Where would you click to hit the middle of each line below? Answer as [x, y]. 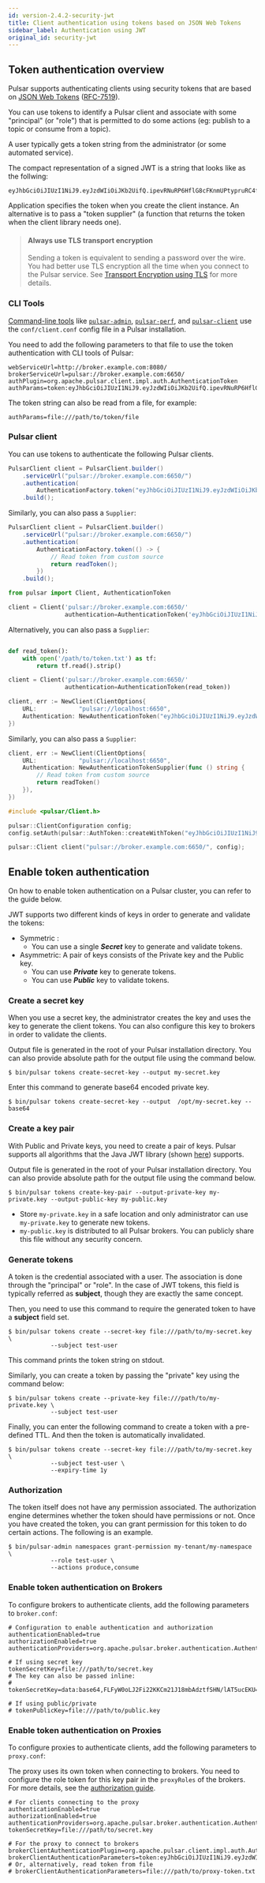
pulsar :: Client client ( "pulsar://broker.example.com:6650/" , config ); [127, 847]
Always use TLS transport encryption [90, 240]
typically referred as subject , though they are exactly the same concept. [126, 1294]
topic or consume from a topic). [60, 129]
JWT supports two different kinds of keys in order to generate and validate [129, 915]
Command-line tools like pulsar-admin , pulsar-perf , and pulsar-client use [130, 321]
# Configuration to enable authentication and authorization [111, 1627]
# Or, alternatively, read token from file [81, 1864]
